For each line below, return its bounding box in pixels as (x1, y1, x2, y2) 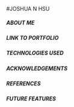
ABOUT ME (6, 19, 35, 26)
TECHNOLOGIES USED (6, 50, 64, 57)
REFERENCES (6, 80, 41, 87)
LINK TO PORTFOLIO (6, 34, 59, 41)
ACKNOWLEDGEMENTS (6, 65, 68, 72)
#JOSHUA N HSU (6, 5, 50, 12)
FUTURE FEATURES (6, 95, 56, 102)
